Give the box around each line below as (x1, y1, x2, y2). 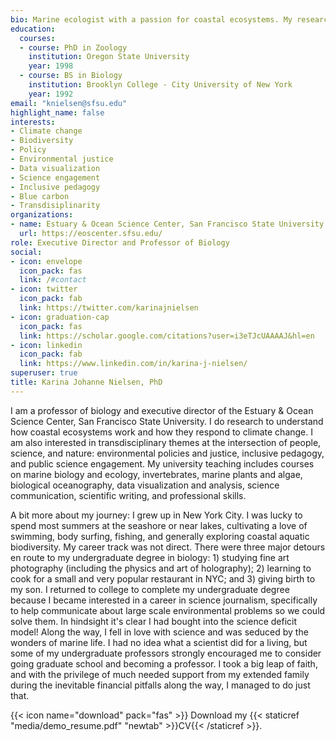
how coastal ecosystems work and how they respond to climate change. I (10, 426, 313, 438)
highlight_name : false (10, 107, 105, 118)
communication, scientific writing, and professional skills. (10, 489, 247, 501)
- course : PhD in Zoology (19, 42, 128, 53)
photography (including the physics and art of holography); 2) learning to (10, 562, 312, 574)
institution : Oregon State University (28, 52, 190, 62)
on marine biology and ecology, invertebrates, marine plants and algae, (10, 468, 303, 480)
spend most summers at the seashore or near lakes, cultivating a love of (10, 519, 308, 531)
